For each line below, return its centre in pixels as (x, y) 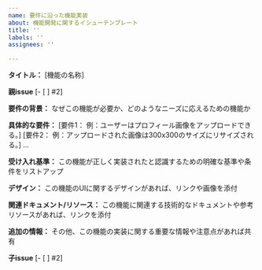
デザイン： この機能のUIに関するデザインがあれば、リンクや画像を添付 (123, 188)
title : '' (24, 30)
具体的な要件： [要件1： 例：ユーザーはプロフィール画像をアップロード (123, 125)
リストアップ (42, 172)
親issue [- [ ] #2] (35, 92)
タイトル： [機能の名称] (46, 75)
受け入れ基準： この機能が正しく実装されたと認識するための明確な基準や (126, 161)
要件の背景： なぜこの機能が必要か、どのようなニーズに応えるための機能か (129, 109)
